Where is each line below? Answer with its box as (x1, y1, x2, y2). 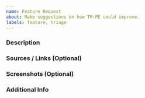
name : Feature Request (6, 8, 61, 15)
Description (6, 38, 40, 47)
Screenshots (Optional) (6, 70, 74, 78)
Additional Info (6, 86, 49, 94)
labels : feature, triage (6, 19, 67, 25)
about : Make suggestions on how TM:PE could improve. (6, 14, 140, 20)
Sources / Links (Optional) (6, 54, 82, 62)
